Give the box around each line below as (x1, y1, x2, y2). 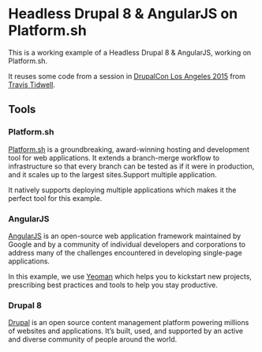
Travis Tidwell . (8, 80, 55, 89)
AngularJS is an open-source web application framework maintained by (8, 231, 241, 240)
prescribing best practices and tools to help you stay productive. (8, 280, 219, 290)
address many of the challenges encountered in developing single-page (8, 248, 242, 257)
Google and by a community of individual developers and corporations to (8, 239, 246, 249)
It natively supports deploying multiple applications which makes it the (8, 185, 237, 195)
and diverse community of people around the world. (8, 335, 178, 344)
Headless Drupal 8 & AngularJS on (8, 5, 238, 23)
